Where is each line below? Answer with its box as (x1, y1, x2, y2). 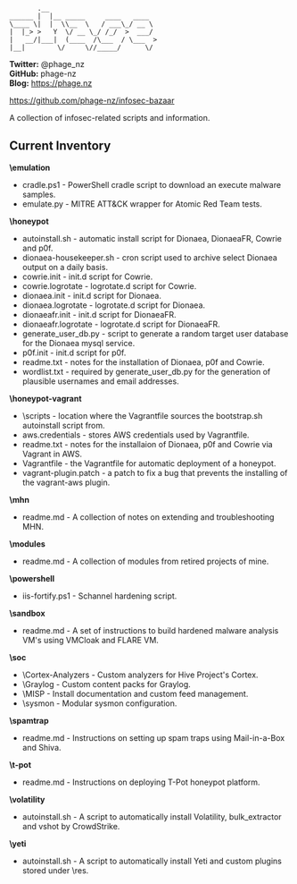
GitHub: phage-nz (9, 68, 77, 79)
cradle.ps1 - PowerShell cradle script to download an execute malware (21, 179, 282, 190)
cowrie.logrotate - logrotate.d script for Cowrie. (21, 280, 197, 291)
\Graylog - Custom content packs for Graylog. (21, 678, 192, 689)
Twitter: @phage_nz (9, 59, 85, 69)
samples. (21, 189, 56, 200)
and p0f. (21, 242, 54, 253)
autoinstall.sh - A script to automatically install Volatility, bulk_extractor (21, 811, 283, 822)
